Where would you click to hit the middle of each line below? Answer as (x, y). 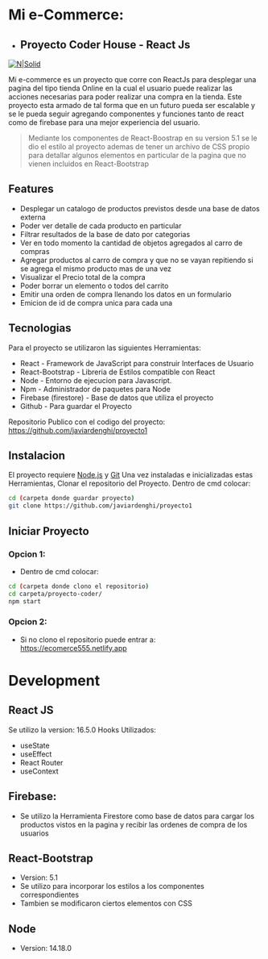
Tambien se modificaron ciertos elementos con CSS (106, 903)
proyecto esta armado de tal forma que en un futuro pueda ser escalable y (132, 105)
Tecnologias (40, 328)
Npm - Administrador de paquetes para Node (95, 389)
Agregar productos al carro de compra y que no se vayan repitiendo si (136, 260)
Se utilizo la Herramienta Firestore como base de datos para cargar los (137, 815)
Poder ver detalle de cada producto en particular (101, 225)
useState (35, 745)
